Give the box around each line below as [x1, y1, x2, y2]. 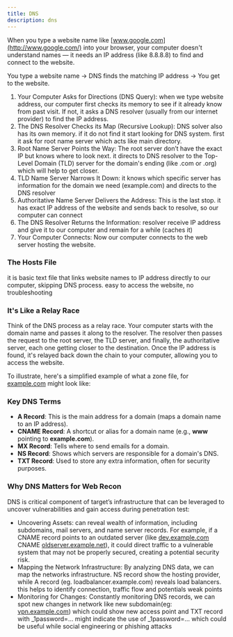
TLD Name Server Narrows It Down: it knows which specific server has [17, 173, 221, 182]
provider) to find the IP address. [17, 114, 109, 123]
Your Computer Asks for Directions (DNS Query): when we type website [17, 92, 224, 101]
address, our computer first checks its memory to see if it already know [17, 100, 223, 108]
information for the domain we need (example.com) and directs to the [17, 181, 217, 189]
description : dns [7, 17, 58, 24]
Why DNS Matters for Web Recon [7, 482, 122, 491]
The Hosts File [7, 258, 57, 267]
